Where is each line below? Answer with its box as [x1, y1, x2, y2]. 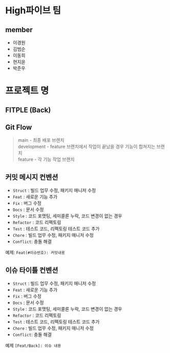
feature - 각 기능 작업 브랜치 [17, 157, 75, 163]
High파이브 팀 [5, 5, 61, 16]
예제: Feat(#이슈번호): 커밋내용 [5, 249, 65, 256]
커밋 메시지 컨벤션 [5, 172, 58, 182]
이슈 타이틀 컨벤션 [5, 266, 58, 274]
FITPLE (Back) [5, 105, 51, 114]
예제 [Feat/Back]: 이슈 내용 [5, 342, 61, 348]
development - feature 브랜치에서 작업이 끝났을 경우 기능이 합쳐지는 [17, 144, 156, 150]
